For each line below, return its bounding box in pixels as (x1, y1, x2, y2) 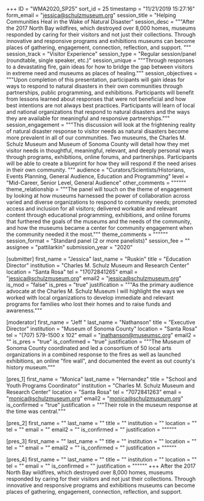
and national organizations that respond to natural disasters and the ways (6, 109, 190, 115)
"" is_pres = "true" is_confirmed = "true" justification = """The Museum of (6, 338, 191, 345)
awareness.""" (6, 307, 42, 314)
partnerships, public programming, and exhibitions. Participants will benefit (6, 89, 194, 96)
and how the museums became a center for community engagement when (6, 224, 193, 231)
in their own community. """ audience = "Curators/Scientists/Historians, (6, 166, 186, 173)
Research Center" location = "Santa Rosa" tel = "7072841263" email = (6, 388, 182, 395)
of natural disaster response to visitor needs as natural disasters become (6, 127, 189, 135)
